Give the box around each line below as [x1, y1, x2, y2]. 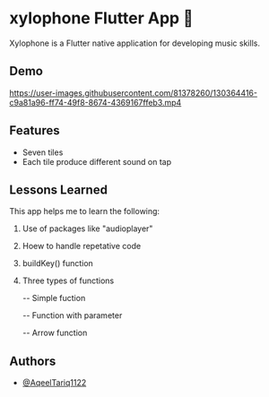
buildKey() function [22, 258, 94, 269]
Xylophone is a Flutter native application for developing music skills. [9, 38, 260, 48]
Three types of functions [22, 275, 115, 286]
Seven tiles [22, 147, 64, 158]
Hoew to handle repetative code [22, 241, 142, 252]
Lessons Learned [9, 182, 108, 197]
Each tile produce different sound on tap [22, 156, 172, 167]
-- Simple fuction [22, 293, 86, 304]
